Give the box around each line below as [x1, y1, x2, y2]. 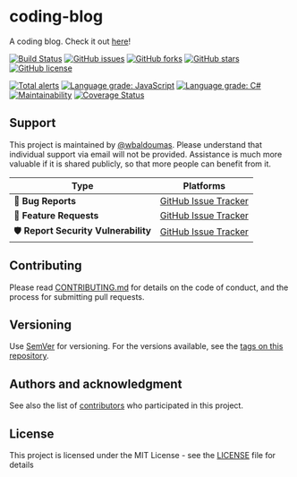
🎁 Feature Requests [13, 209, 99, 221]
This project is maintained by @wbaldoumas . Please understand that [9, 139, 262, 149]
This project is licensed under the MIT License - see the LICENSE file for [9, 450, 276, 460]
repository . [9, 351, 49, 362]
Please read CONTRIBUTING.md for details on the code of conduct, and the [9, 282, 289, 293]
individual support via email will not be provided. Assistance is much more [9, 149, 283, 159]
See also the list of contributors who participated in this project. [9, 400, 244, 411]
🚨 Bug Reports [13, 194, 77, 207]
